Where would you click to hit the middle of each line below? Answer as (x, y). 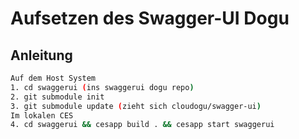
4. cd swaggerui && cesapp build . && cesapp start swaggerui (142, 125)
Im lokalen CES (42, 115)
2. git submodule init (57, 97)
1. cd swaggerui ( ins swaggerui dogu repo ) (102, 87)
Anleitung (41, 55)
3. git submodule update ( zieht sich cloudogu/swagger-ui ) (136, 106)
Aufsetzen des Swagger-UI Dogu (150, 18)
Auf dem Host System (53, 78)
